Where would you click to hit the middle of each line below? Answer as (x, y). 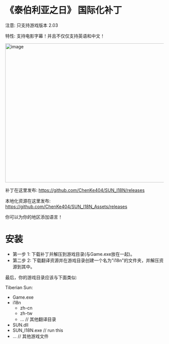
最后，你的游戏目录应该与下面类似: (41, 277)
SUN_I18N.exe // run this (38, 330)
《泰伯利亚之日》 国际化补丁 (64, 10)
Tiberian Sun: (19, 287)
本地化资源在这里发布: (28, 201)
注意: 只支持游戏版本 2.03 (32, 25)
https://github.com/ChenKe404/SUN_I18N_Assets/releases (66, 207)
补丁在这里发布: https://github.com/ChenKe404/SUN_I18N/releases (75, 190)
